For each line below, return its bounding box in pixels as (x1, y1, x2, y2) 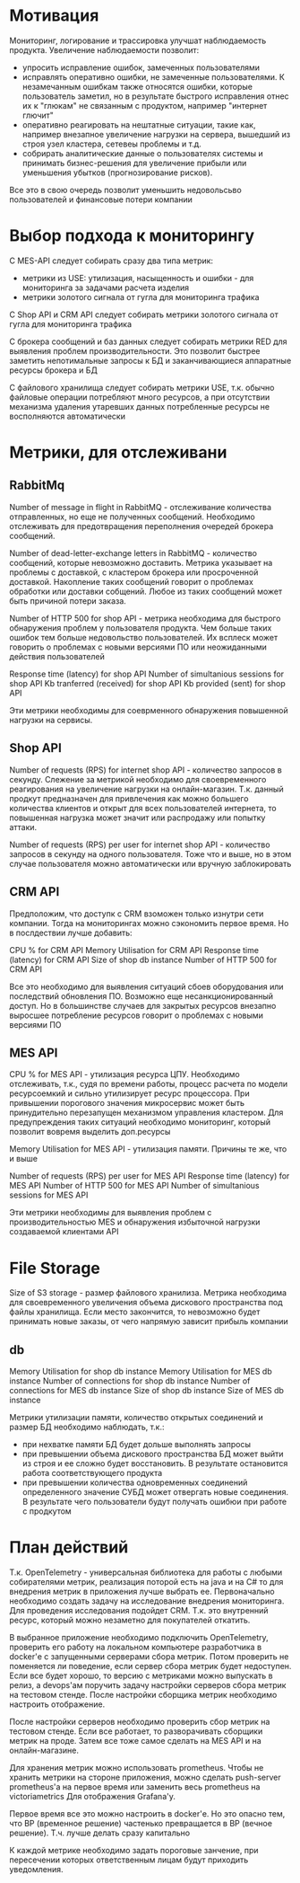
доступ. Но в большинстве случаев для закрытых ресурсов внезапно (9, 1000, 277, 1011)
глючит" (21, 110, 54, 120)
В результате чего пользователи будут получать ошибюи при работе (21, 1497, 287, 1507)
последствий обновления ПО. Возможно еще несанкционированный (9, 990, 274, 1002)
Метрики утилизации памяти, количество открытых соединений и (9, 1412, 264, 1423)
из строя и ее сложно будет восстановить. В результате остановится (21, 1458, 288, 1469)
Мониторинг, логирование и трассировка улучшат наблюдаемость (9, 35, 267, 46)
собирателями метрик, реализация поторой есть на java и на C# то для (9, 1577, 284, 1587)
